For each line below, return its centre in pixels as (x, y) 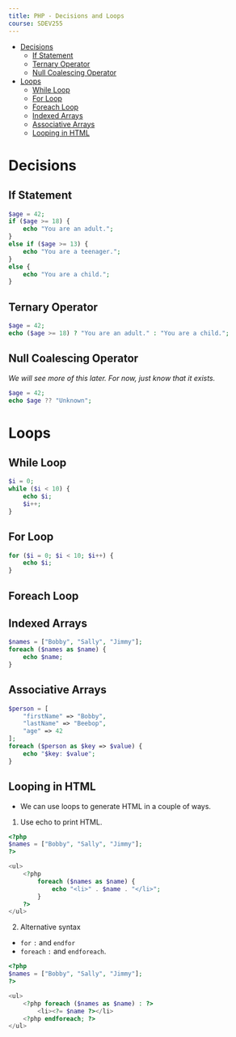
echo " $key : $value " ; (59, 754)
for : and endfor (47, 943)
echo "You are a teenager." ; (72, 251)
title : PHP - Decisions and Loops (67, 16)
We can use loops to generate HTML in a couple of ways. (116, 806)
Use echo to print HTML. (61, 822)
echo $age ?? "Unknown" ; (50, 401)
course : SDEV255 (36, 24)
